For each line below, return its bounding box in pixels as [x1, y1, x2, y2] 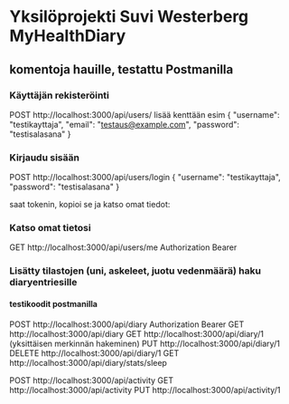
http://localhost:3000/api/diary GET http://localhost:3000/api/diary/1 [9, 328, 265, 339]
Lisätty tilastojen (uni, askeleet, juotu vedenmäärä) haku [9, 265, 262, 277]
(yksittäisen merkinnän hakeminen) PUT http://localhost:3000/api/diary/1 [9, 338, 280, 349]
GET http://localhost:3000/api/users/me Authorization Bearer [9, 242, 238, 253]
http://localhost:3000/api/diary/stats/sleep [9, 357, 167, 368]
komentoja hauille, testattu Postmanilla [9, 62, 234, 77]
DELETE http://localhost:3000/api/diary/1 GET [9, 347, 180, 359]
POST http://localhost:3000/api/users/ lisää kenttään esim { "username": [9, 109, 280, 120]
